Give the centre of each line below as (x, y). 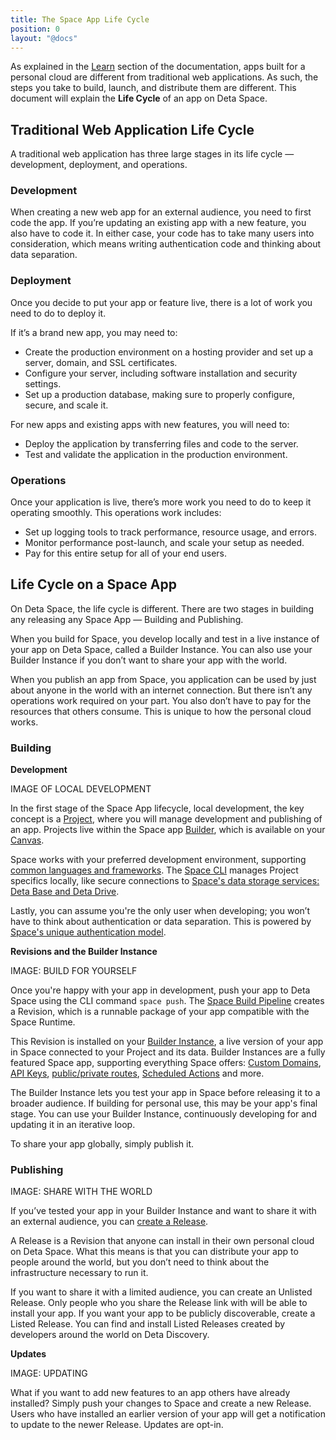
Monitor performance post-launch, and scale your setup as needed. (164, 543)
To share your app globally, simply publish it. (102, 1144)
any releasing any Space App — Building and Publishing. (127, 619)
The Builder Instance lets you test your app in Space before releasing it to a (165, 1093)
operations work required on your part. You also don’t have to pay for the (161, 700)
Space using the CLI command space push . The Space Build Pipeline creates (167, 1001)
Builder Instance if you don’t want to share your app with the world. (149, 660)
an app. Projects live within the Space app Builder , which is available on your (168, 830)
